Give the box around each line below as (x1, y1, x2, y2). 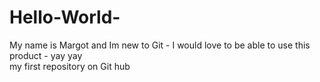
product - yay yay (9, 49, 83, 61)
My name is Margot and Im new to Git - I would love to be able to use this (9, 39, 311, 51)
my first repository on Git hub (9, 60, 131, 72)
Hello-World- (9, 6, 121, 29)
